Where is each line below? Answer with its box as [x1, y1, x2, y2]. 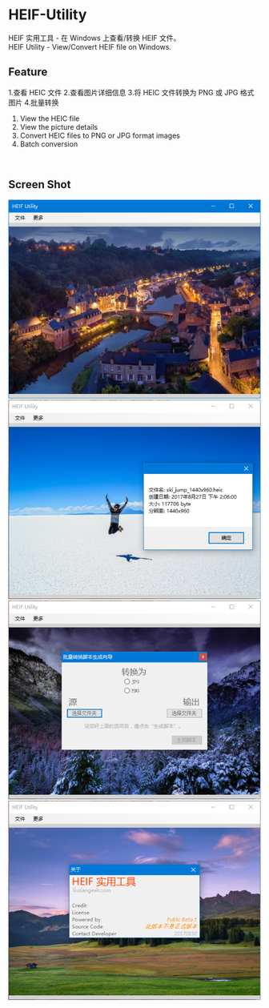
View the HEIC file [19, 114, 80, 123]
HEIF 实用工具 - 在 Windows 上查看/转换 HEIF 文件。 [8, 33, 181, 42]
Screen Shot [8, 178, 71, 191]
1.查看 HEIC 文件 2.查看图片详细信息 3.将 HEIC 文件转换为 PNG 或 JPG [8, 87, 239, 97]
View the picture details [19, 122, 98, 131]
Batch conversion [19, 139, 78, 149]
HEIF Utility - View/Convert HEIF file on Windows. [8, 42, 172, 51]
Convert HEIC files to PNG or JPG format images [19, 131, 180, 140]
